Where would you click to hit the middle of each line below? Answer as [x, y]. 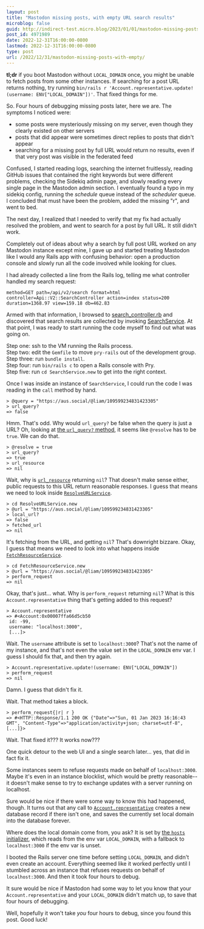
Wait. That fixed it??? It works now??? [53, 740]
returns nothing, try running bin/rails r [56, 87]
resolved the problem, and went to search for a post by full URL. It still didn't [102, 225]
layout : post [23, 12]
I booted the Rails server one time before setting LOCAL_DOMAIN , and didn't [98, 857]
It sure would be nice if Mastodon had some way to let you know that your [99, 888]
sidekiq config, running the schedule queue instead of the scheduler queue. [101, 194]
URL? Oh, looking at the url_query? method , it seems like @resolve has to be [101, 429]
